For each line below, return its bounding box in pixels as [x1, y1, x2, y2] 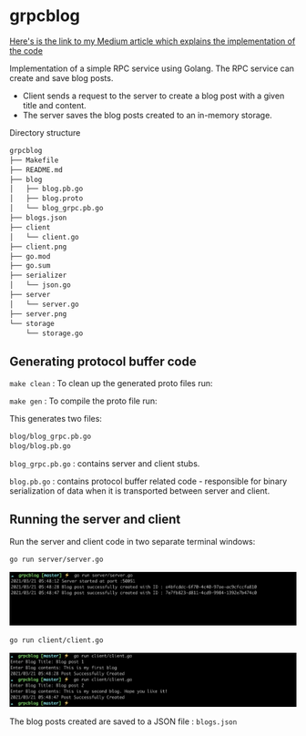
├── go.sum [9, 261, 51, 271]
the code [9, 45, 44, 56]
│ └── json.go [9, 281, 71, 290]
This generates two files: [9, 414, 103, 424]
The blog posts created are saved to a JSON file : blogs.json [9, 716, 238, 727]
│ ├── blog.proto [9, 194, 84, 203]
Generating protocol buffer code [9, 353, 198, 369]
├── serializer [9, 271, 67, 281]
